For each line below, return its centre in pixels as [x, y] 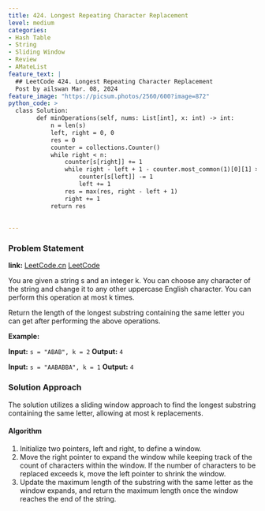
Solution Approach [45, 387]
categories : [28, 30]
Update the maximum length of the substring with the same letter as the [136, 482]
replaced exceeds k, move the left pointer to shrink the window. [123, 473]
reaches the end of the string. [68, 498]
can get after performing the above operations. [84, 321]
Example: [24, 337]
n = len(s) [68, 125]
